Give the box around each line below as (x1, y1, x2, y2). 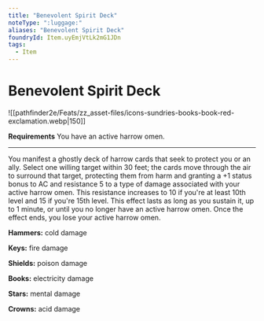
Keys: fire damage (8, 243, 68, 253)
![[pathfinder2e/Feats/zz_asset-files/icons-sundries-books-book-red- (8, 108, 235, 117)
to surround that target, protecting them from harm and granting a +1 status (8, 171, 252, 180)
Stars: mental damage (8, 289, 81, 298)
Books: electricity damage (8, 273, 94, 283)
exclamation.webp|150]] (8, 116, 86, 126)
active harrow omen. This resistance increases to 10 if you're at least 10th (8, 187, 246, 197)
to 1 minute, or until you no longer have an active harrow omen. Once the (8, 204, 244, 213)
